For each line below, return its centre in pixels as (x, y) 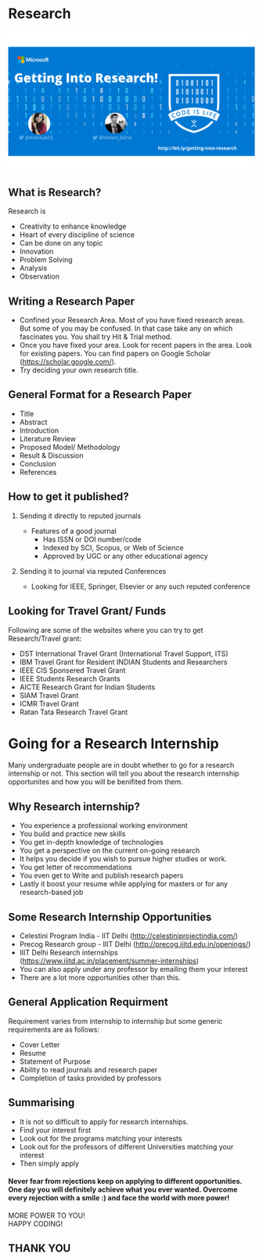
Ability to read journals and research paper (88, 1069)
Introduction (39, 430)
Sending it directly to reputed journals (80, 516)
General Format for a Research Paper (100, 394)
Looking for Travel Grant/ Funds (87, 611)
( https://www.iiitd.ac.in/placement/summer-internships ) (109, 961)
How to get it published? (68, 497)
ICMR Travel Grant (49, 703)
